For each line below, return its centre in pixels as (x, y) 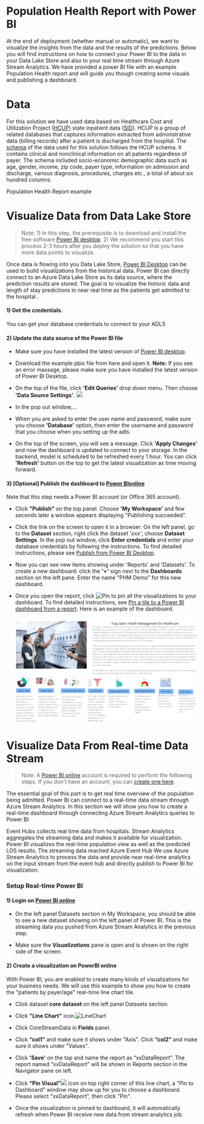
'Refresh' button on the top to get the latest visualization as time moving (106, 463)
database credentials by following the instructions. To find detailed (98, 546)
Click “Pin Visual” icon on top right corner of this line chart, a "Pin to (104, 1083)
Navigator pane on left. (44, 1070)
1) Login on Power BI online (41, 900)
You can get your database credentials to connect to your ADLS (86, 324)
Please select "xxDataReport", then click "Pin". (73, 1096)
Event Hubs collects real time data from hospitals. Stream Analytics (90, 831)
